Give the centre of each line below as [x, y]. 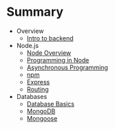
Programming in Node [58, 60]
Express [38, 82]
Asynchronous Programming [67, 67]
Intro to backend [50, 38]
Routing [38, 89]
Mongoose [42, 118]
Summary [35, 12]
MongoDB [41, 111]
